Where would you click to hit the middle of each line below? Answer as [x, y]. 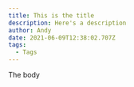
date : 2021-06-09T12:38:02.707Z [62, 38]
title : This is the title [51, 15]
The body [24, 75]
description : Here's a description [67, 23]
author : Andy [30, 30]
